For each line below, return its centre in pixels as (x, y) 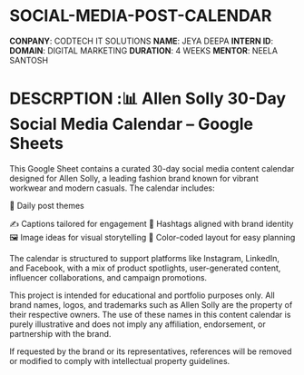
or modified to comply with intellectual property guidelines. (120, 360)
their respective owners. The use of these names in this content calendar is (150, 314)
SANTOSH (29, 60)
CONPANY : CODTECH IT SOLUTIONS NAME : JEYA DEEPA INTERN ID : (142, 41)
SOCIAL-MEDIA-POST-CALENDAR (141, 16)
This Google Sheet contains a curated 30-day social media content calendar (152, 168)
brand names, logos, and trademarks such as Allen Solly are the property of (151, 304)
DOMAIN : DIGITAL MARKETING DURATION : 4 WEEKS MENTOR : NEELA (144, 50)
